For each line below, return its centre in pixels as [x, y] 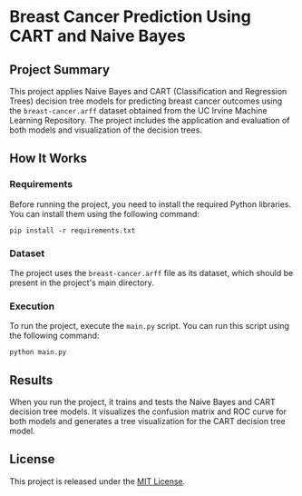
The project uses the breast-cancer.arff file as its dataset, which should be [151, 273]
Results [31, 380]
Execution [32, 306]
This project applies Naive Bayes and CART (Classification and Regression [148, 91]
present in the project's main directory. [82, 283]
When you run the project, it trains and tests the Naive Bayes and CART [143, 402]
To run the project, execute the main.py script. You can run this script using [150, 326]
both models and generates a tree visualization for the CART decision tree [147, 422]
